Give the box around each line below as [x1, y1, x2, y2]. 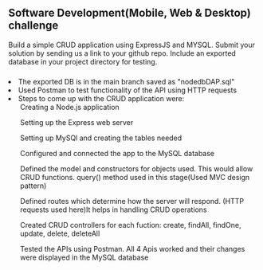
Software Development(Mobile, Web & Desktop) [8, 6, 251, 20]
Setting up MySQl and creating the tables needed [19, 133, 183, 143]
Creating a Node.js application [19, 102, 120, 112]
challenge [8, 19, 59, 33]
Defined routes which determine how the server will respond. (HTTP [19, 196, 245, 205]
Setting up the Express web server [19, 117, 134, 127]
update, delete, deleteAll [19, 229, 100, 238]
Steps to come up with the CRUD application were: [18, 93, 185, 103]
